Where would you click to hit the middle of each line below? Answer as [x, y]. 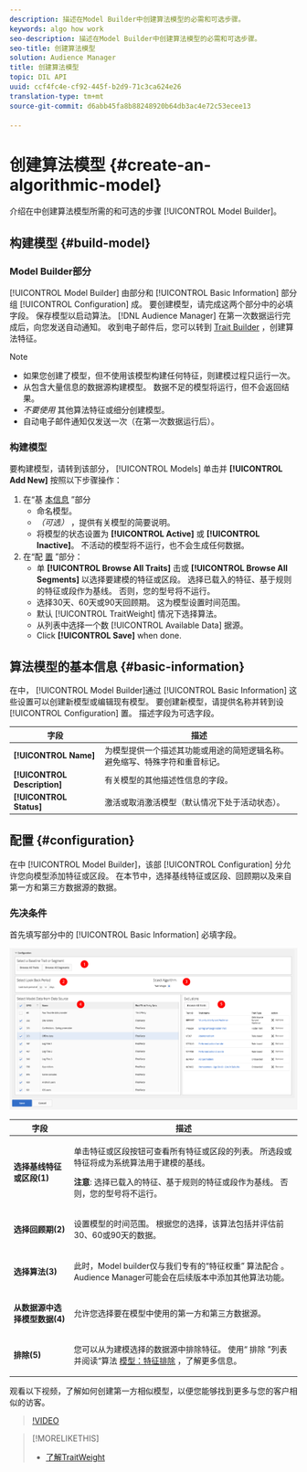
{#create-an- [160, 165]
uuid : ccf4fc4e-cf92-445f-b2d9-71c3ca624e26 [95, 87]
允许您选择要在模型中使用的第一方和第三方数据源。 [170, 1313]
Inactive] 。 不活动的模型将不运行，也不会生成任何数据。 [143, 545]
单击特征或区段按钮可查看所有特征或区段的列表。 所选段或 [183, 1151]
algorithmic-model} [86, 185]
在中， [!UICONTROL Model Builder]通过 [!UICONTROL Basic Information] [148, 691]
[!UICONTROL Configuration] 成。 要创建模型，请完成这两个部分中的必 [153, 304]
